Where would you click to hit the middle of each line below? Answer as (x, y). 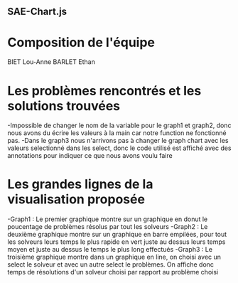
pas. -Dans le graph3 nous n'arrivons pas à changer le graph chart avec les (118, 141)
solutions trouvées (64, 106)
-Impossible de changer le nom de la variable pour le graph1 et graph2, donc (119, 126)
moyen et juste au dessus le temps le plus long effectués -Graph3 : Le (110, 250)
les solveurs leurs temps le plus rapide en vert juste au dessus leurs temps (117, 242)
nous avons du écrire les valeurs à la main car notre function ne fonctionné (117, 133)
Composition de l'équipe (81, 42)
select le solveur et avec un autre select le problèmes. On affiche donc (111, 265)
